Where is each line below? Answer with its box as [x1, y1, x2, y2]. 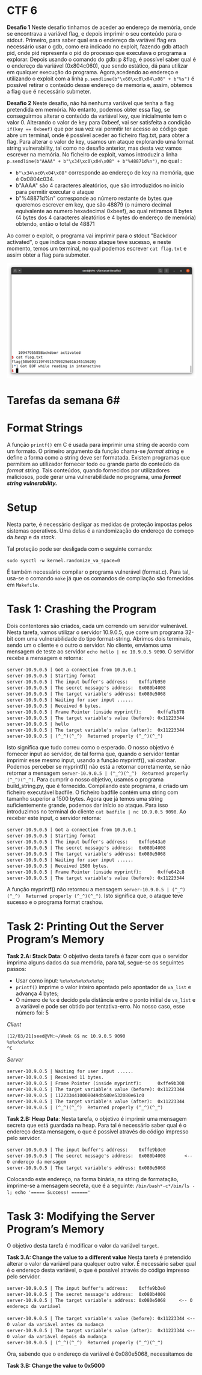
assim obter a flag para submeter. [7, 251, 91, 258]
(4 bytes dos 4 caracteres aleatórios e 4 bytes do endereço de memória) [15, 214, 197, 221]
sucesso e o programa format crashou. [7, 898, 103, 906]
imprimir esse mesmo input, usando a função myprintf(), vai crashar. [7, 756, 177, 764]
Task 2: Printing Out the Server [7, 919, 164, 933]
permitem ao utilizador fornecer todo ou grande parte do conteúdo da [7, 460, 180, 467]
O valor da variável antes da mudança [7, 1322, 104, 1328]
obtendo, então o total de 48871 [15, 220, 95, 227]
